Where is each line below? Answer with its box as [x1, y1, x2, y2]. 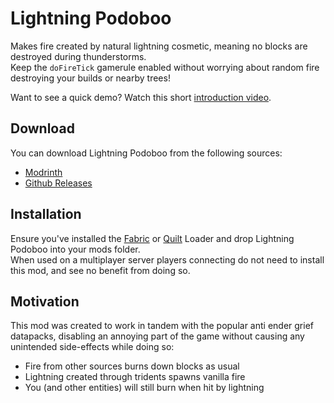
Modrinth [24, 166, 63, 178]
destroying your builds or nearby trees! [10, 72, 171, 84]
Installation [10, 206, 82, 223]
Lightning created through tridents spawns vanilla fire [24, 371, 246, 383]
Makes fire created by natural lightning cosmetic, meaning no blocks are [10, 40, 308, 52]
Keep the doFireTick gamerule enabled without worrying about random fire [10, 61, 320, 73]
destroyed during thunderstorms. [10, 50, 147, 62]
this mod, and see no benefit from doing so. [10, 264, 191, 276]
